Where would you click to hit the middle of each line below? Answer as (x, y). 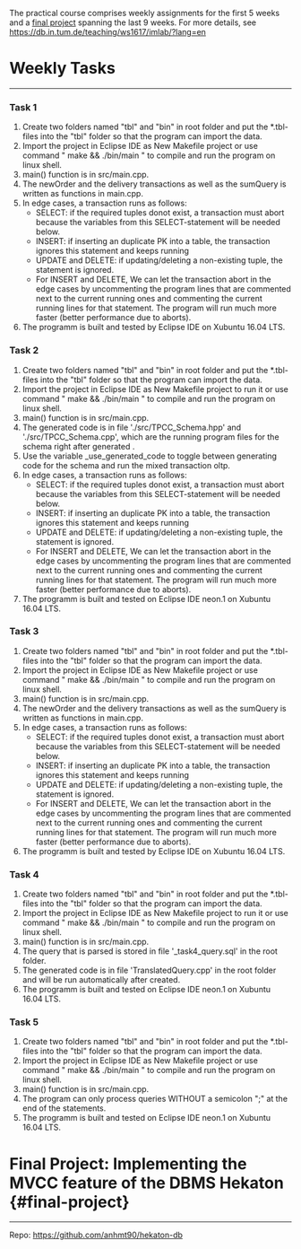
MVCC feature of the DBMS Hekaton (146, 1183)
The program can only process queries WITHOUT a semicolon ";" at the (155, 1099)
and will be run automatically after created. (101, 980)
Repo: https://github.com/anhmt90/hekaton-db (96, 1235)
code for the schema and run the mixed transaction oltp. (126, 465)
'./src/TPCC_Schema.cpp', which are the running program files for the (150, 437)
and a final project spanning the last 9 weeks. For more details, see (133, 22)
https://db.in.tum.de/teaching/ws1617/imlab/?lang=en (107, 32)
